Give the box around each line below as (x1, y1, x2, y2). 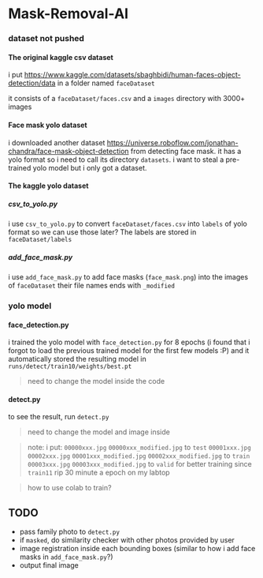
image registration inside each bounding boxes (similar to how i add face (19, 544, 256, 554)
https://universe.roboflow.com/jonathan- (106, 137, 239, 147)
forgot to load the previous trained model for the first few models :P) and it (8, 346, 250, 355)
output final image (19, 561, 79, 570)
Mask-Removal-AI (8, 5, 128, 23)
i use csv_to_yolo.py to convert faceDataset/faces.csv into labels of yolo (8, 219, 248, 229)
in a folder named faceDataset (57, 78, 155, 88)
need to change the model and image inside (27, 427, 171, 437)
